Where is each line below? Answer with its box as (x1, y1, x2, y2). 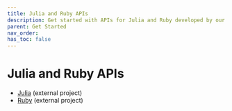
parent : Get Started (7, 23, 67, 30)
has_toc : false (7, 36, 51, 43)
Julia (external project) (17, 89, 83, 97)
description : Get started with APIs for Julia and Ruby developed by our (7, 17, 226, 24)
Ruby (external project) (17, 96, 83, 105)
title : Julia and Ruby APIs (7, 10, 89, 17)
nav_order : (7, 29, 39, 37)
